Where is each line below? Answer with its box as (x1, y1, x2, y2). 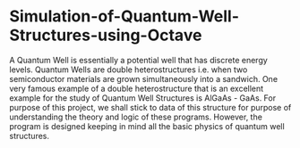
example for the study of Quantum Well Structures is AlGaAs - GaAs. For (9, 92, 276, 103)
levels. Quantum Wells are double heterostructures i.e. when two (9, 64, 248, 75)
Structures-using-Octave (9, 25, 202, 45)
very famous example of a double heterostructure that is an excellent (9, 83, 264, 94)
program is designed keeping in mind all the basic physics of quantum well (9, 120, 285, 131)
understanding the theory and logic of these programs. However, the (9, 111, 262, 122)
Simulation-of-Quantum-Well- (9, 6, 240, 27)
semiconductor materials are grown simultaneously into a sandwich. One (9, 73, 279, 84)
